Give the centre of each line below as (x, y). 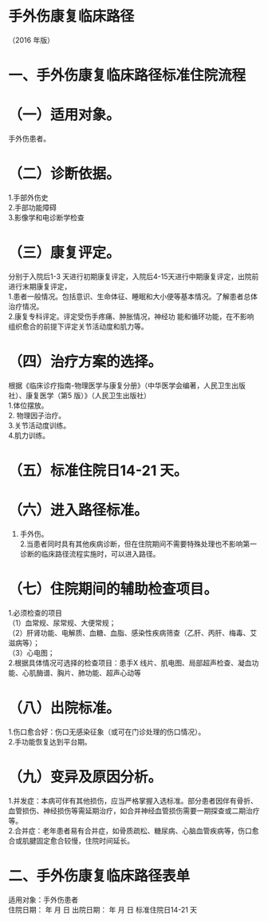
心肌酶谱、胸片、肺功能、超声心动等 (81, 673)
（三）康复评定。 (65, 253)
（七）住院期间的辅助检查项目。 (113, 589)
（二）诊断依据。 (65, 174)
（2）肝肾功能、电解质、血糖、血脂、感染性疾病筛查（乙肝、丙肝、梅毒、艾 (133, 633)
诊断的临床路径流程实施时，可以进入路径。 (90, 554)
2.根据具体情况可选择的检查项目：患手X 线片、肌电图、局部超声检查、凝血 (130, 663)
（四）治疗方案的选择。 (85, 362)
